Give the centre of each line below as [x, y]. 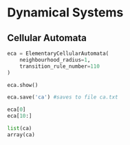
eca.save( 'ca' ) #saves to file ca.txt [63, 97]
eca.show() [23, 85]
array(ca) [21, 135]
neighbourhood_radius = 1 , [55, 60]
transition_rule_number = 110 [59, 66]
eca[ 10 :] [20, 116]
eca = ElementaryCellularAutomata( [58, 53]
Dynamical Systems [65, 13]
